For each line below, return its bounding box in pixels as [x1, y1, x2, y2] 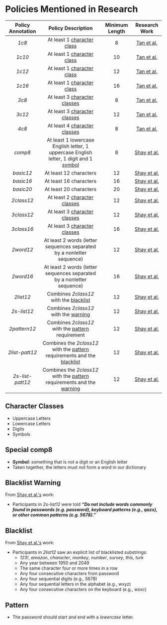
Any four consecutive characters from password [19, 571, 119, 577]
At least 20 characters [44, 185, 97, 192]
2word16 [11, 273, 34, 280]
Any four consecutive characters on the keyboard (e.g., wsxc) [19, 587, 147, 593]
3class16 [11, 225, 34, 232]
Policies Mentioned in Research [5, 3, 138, 15]
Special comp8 [5, 446, 53, 454]
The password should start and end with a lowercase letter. [12, 614, 134, 620]
